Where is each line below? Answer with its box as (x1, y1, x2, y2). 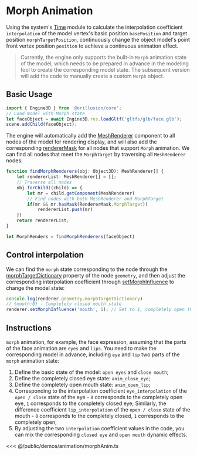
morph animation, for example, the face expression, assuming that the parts (6, 339, 186, 345)
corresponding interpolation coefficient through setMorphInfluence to (6, 278, 175, 285)
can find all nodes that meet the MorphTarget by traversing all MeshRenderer (6, 151, 186, 158)
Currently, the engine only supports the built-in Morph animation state (20, 53, 187, 61)
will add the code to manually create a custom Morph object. (20, 72, 165, 79)
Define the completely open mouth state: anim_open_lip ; (14, 381, 151, 388)
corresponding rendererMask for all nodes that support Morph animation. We (6, 145, 190, 152)
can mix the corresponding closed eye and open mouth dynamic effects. (14, 431, 188, 438)
